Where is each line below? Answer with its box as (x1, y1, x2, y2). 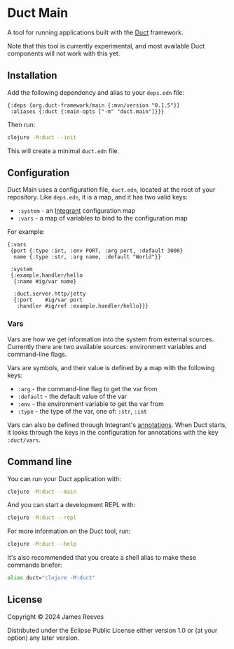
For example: (7, 228, 46, 236)
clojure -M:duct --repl (7, 514, 77, 521)
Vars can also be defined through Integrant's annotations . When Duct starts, (7, 420, 228, 429)
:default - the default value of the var (17, 392, 128, 400)
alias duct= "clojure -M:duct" (7, 575, 96, 582)
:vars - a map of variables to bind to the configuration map (17, 214, 188, 223)
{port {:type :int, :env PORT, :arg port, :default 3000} (10, 247, 184, 254)
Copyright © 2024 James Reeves (7, 612, 104, 621)
